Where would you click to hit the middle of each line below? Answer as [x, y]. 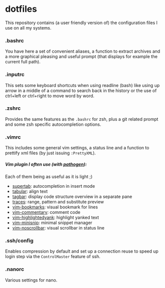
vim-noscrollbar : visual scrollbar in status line [58, 228]
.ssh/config [19, 241]
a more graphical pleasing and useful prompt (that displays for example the [81, 57]
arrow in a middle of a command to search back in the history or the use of [81, 90]
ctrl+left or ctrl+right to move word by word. [50, 96]
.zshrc [13, 108]
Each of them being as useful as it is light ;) [49, 177]
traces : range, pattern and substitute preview [58, 202]
